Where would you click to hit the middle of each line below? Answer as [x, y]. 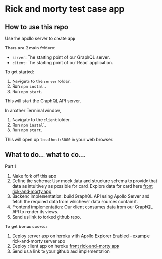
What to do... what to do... [45, 154]
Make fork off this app [34, 176]
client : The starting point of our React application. [62, 62]
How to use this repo [37, 27]
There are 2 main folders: [30, 48]
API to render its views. [35, 211]
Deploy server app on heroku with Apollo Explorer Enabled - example [81, 236]
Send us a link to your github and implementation [61, 251]
